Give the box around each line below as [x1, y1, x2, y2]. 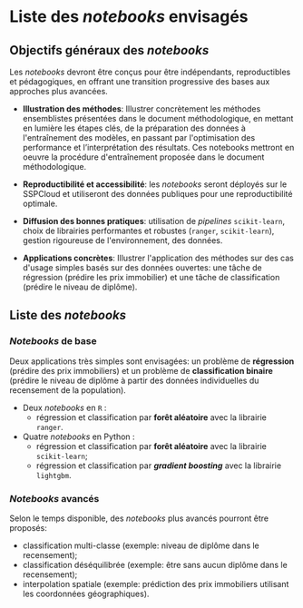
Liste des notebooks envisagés [9, 6, 249, 27]
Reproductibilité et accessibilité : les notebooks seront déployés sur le [22, 179, 288, 190]
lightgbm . [35, 469, 72, 480]
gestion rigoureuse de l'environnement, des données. [22, 235, 223, 246]
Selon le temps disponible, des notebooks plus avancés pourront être [9, 513, 269, 524]
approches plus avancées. [9, 86, 109, 96]
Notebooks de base [9, 335, 97, 348]
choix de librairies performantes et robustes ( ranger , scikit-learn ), [22, 225, 275, 236]
